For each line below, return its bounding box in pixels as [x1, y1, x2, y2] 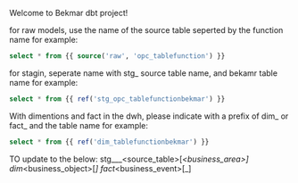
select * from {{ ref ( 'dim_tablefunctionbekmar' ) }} [9, 137, 210, 146]
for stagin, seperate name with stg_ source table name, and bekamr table [9, 67, 278, 79]
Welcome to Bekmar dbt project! [9, 8, 128, 18]
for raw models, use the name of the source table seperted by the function [9, 25, 284, 35]
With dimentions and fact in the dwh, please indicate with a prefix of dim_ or [9, 111, 289, 121]
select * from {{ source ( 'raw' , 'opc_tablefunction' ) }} [9, 52, 226, 61]
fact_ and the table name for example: [9, 120, 149, 130]
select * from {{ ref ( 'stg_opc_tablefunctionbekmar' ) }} [9, 94, 226, 104]
